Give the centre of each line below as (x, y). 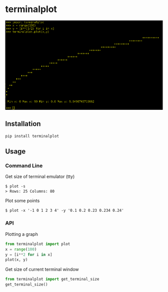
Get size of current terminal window (42, 269)
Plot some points (22, 201)
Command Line (24, 166)
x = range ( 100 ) (21, 249)
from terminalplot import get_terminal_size (52, 279)
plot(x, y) (16, 260)
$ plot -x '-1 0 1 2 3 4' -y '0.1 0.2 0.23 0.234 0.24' (64, 211)
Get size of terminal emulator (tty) (40, 177)
